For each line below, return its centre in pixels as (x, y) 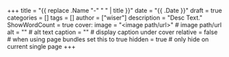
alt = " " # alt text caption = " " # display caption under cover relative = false (112, 32)
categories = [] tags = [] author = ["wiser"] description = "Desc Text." (105, 18)
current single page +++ (41, 46)
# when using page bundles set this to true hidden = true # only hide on (108, 39)
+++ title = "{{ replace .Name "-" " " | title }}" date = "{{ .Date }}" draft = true (114, 11)
